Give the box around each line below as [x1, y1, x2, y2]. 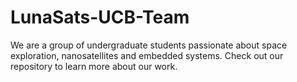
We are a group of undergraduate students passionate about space [10, 39, 288, 51]
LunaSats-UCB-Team [10, 6, 190, 29]
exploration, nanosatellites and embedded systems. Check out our [10, 49, 284, 61]
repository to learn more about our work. [10, 60, 178, 72]
